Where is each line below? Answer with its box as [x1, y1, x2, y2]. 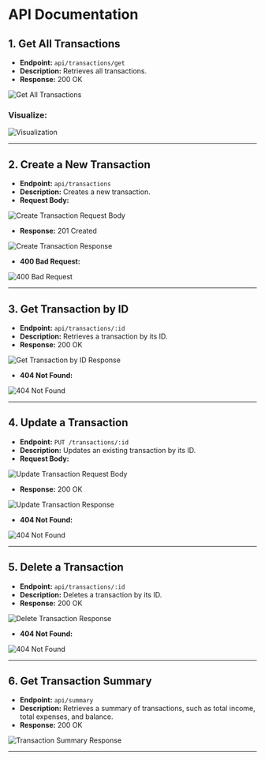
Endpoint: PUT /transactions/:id [19, 436, 129, 447]
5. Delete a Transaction [8, 560, 124, 574]
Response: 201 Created [19, 227, 97, 236]
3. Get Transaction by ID [8, 302, 129, 316]
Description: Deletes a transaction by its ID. [19, 590, 162, 599]
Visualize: [8, 109, 47, 120]
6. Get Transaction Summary [8, 674, 152, 687]
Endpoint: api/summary [19, 695, 94, 705]
